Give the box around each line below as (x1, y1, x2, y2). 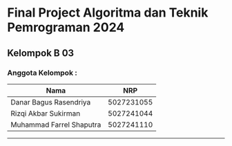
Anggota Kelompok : (7, 68, 77, 77)
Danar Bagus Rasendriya (10, 97, 91, 107)
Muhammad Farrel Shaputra (10, 120, 101, 129)
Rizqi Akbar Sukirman (10, 109, 81, 118)
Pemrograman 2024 (7, 19, 125, 35)
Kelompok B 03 (7, 47, 75, 59)
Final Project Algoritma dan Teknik (7, 5, 209, 21)
